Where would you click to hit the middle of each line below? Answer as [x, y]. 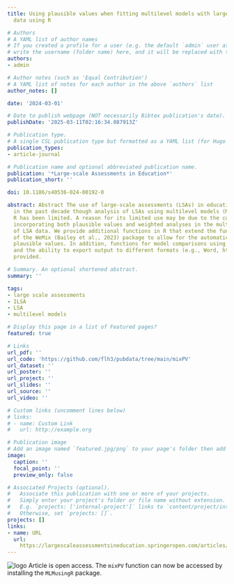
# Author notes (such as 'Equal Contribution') [78, 77]
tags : [15, 289]
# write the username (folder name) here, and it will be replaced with [115, 52]
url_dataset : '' [31, 366]
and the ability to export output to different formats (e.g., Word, [116, 251]
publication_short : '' [40, 180]
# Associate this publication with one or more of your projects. [109, 494]
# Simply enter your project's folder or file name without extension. [117, 500]
